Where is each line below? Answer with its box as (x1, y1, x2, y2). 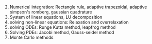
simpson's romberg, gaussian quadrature (9, 9, 92, 15)
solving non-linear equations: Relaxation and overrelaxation (9, 19, 129, 25)
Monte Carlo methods (9, 34, 53, 40)
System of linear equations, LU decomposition (9, 14, 102, 20)
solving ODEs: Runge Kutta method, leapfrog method (9, 24, 116, 30)
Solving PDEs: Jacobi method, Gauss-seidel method (9, 30, 114, 35)
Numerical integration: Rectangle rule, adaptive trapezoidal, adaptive (9, 4, 147, 10)
